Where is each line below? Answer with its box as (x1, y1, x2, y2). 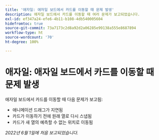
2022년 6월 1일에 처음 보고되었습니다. (5, 130, 79, 136)
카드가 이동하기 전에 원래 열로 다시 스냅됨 (12, 113, 92, 119)
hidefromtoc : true (5, 21, 43, 26)
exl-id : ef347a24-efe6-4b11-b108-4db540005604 (5, 16, 103, 21)
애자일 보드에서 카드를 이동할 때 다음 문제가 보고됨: (5, 96, 103, 102)
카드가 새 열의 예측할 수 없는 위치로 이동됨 (12, 119, 93, 125)
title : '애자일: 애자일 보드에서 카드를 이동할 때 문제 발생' (5, 7, 114, 12)
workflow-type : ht (5, 30, 43, 35)
